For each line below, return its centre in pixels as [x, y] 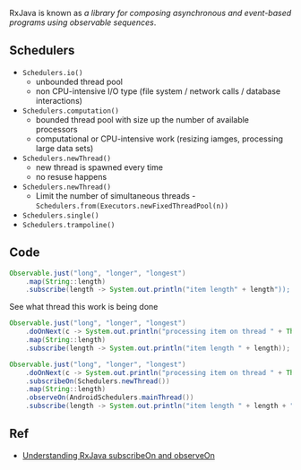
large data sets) [64, 148]
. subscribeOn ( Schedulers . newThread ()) [98, 381]
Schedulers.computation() [70, 111]
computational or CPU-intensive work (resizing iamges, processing [159, 139]
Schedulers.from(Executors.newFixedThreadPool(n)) [132, 206]
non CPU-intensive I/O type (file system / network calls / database [158, 91]
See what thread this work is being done [84, 307]
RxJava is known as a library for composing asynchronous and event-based [150, 13]
